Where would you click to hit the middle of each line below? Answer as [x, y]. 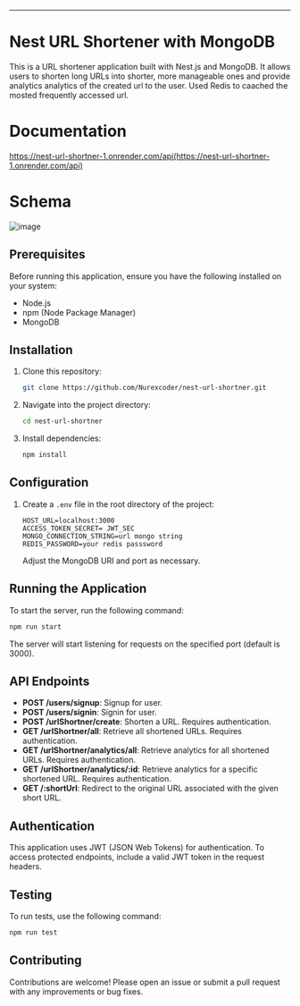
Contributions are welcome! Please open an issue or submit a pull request [145, 982]
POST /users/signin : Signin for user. [89, 713]
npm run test [33, 933]
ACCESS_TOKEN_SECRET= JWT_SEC [79, 528]
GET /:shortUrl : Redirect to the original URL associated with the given [150, 789]
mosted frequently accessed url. [69, 95]
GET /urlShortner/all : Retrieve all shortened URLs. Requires [132, 731]
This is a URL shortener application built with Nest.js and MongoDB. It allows [150, 66]
